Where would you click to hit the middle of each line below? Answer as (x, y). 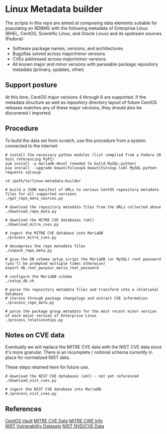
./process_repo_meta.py (30, 302)
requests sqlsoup (23, 172)
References (23, 409)
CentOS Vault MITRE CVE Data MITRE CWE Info (54, 421)
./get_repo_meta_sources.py (34, 198)
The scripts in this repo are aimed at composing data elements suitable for (81, 23)
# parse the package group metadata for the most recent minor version (81, 311)
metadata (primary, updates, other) (48, 69)
